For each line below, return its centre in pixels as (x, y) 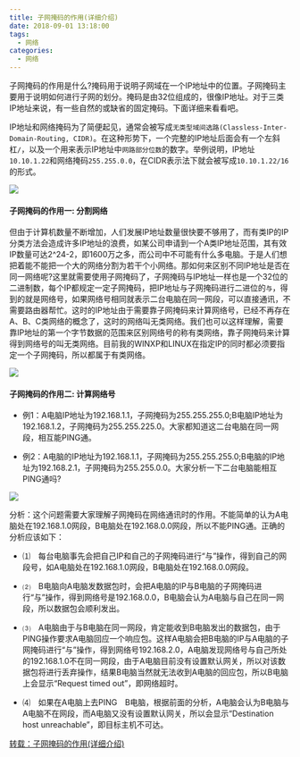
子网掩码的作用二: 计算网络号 (62, 393)
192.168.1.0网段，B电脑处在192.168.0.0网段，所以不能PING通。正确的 (159, 526)
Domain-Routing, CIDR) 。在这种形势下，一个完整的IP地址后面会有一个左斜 (145, 138)
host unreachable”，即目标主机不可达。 (95, 725)
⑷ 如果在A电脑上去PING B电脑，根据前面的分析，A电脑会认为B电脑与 (156, 702)
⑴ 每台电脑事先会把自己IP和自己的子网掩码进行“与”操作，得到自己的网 (154, 556)
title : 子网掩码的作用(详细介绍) (64, 17)
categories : (31, 51)
